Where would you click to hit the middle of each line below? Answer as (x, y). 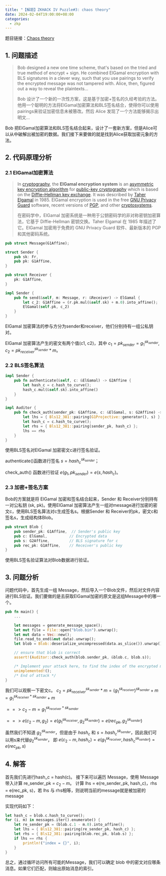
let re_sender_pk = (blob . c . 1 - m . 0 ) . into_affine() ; (69, 825)
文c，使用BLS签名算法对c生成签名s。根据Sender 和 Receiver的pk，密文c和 (82, 511)
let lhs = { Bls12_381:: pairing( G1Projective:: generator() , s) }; (93, 417)
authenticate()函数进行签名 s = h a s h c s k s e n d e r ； (52, 461)
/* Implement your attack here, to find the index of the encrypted (86, 666)
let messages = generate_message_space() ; (58, 625)
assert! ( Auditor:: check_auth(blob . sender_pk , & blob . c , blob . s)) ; (83, 657)
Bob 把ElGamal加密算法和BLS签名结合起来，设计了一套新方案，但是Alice (79, 128)
